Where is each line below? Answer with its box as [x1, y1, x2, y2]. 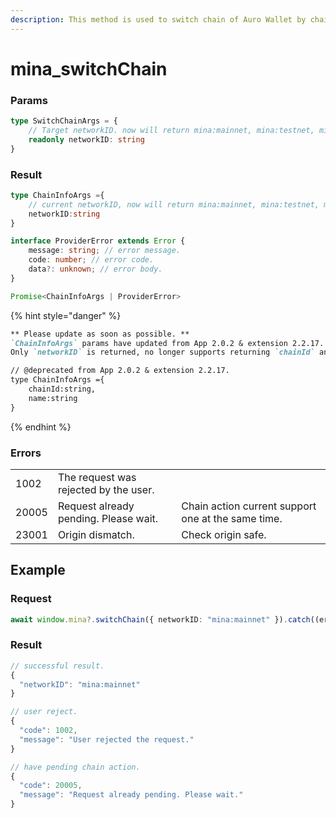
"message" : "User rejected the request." [19, 734, 195, 745]
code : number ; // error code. [28, 255, 155, 265]
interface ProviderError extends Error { [10, 236, 186, 246]
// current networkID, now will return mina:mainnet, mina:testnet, [28, 199, 320, 210]
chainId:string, [28, 384, 97, 395]
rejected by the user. [57, 482, 155, 496]
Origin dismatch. [57, 527, 135, 541]
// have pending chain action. [10, 762, 141, 772]
